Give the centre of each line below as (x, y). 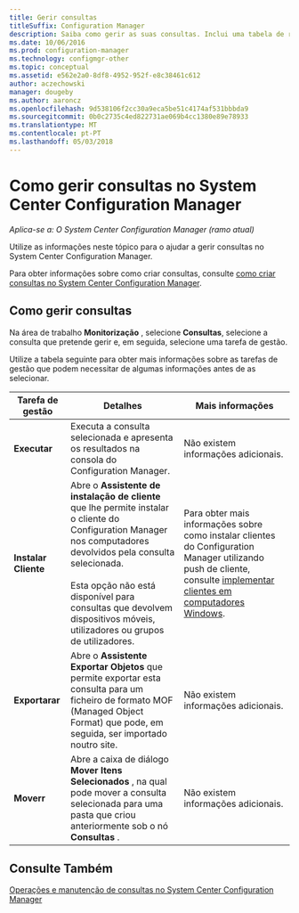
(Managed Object (107, 711)
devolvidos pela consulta (123, 551)
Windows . (204, 613)
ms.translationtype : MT (53, 126)
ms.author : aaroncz (45, 100)
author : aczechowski (48, 84)
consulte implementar (229, 580)
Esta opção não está (113, 585)
